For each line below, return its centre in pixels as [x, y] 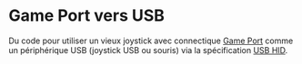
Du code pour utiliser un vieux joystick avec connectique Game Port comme [151, 41]
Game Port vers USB [87, 16]
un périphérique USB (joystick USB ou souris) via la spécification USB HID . [148, 50]
